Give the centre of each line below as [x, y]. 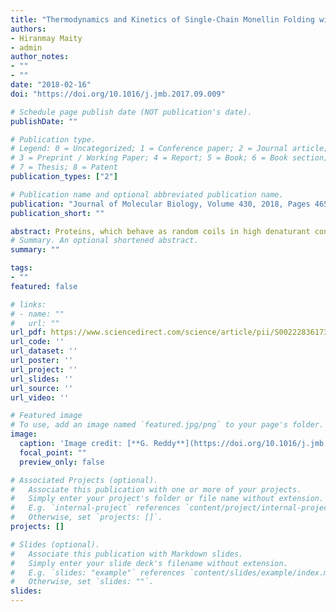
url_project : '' [44, 369]
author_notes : [40, 57]
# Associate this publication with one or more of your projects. [156, 489]
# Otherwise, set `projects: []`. [86, 517]
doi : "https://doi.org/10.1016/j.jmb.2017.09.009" [118, 94]
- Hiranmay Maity [46, 38]
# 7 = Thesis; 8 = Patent [64, 167]
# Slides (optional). [55, 544]
